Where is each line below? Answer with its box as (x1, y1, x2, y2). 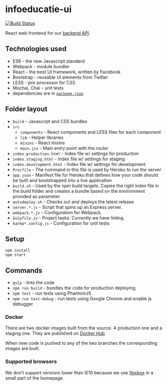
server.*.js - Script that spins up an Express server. (12, 204, 123, 210)
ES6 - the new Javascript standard (12, 58, 85, 64)
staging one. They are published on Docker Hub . (5, 330, 106, 337)
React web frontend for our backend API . (5, 30, 91, 36)
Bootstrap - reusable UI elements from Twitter (12, 74, 108, 80)
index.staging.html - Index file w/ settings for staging (12, 155, 125, 162)
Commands (5, 266, 43, 274)
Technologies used (5, 44, 67, 53)
